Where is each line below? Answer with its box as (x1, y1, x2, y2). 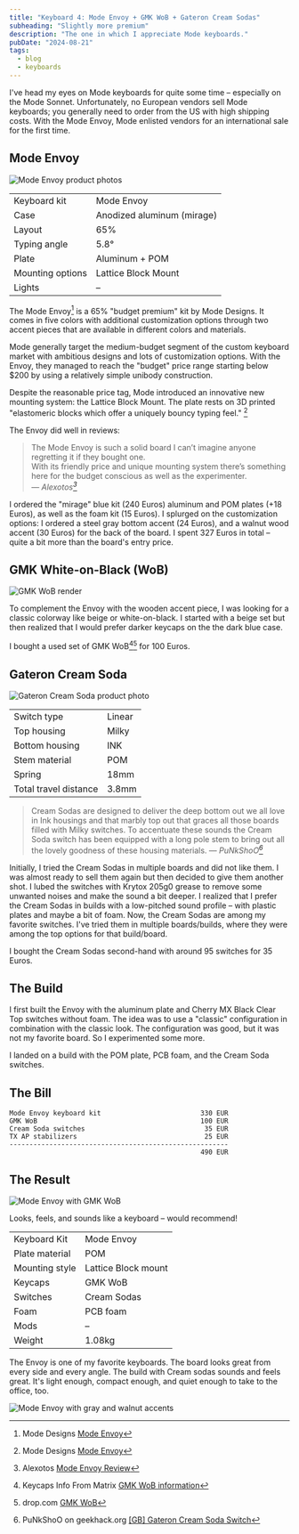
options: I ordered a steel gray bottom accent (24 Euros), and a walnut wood (9, 517, 289, 528)
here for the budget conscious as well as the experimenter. (30, 471, 247, 481)
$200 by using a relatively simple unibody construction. (9, 370, 214, 381)
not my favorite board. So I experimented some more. (9, 1033, 206, 1043)
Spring (13, 767, 42, 780)
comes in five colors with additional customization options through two (9, 315, 269, 326)
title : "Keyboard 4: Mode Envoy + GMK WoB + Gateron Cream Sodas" (9, 12, 261, 22)
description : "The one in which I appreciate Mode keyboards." (9, 29, 249, 38)
